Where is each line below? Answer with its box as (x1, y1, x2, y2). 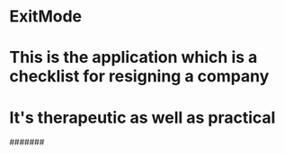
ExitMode (9, 6, 83, 27)
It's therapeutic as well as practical (9, 107, 276, 127)
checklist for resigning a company (9, 66, 270, 87)
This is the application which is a (9, 47, 258, 68)
